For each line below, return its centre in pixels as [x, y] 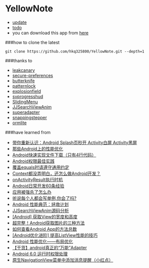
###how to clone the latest [33, 42]
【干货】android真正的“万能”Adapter [50, 247]
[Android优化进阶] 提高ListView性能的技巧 [55, 235]
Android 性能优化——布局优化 [42, 241]
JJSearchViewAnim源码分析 [40, 210]
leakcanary [24, 70]
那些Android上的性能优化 [37, 148]
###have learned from [28, 132]
